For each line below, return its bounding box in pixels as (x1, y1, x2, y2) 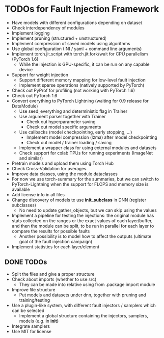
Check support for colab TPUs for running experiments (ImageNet (19, 150, 153, 156)
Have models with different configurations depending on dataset (11, 20, 143, 26)
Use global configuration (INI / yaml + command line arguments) (11, 46, 142, 52)
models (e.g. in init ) (19, 318, 59, 324)
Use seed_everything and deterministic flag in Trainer (19, 108, 128, 114)
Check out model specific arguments (26, 124, 101, 130)
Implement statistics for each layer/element (11, 244, 100, 250)
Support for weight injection (11, 72, 68, 78)
